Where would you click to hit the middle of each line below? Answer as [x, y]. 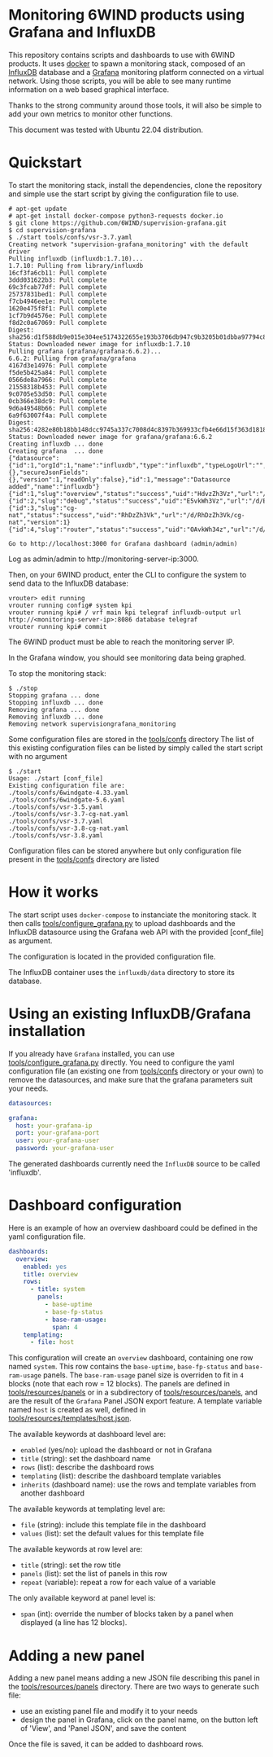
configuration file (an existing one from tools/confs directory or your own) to [136, 1071]
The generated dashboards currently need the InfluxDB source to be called [134, 1164]
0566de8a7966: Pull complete [58, 380]
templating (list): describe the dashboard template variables [121, 1476]
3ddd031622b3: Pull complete [58, 280]
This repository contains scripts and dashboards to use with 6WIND [122, 55]
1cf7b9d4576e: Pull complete [58, 315]
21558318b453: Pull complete [58, 387]
